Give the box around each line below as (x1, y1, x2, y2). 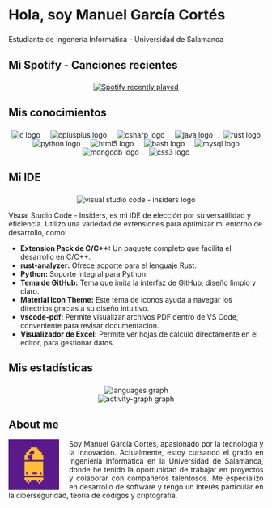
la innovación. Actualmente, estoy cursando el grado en (68, 447, 264, 458)
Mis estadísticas (8, 362, 93, 375)
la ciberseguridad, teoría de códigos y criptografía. (8, 491, 178, 501)
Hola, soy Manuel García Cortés (8, 6, 226, 24)
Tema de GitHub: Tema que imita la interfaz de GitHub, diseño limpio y (19, 277, 257, 288)
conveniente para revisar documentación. (19, 321, 159, 331)
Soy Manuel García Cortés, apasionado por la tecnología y (68, 439, 264, 449)
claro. (19, 286, 40, 296)
